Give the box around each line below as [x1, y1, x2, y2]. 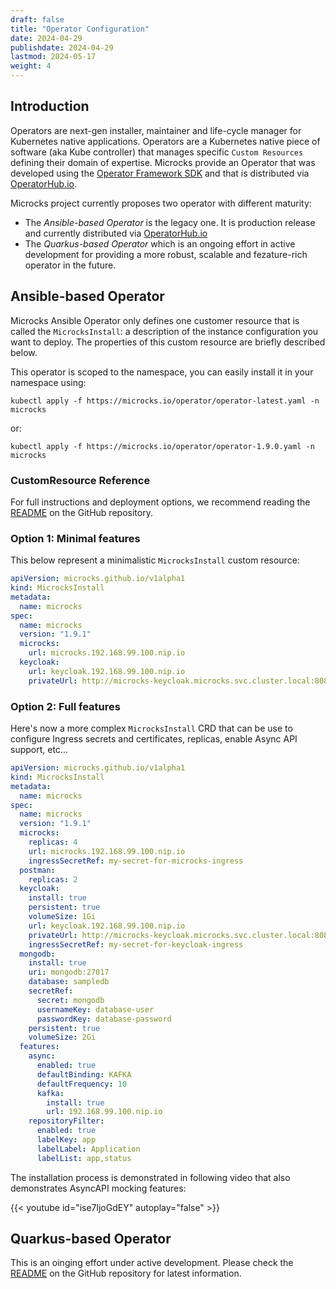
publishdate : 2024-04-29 [10, 42, 114, 53]
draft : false [10, 14, 65, 25]
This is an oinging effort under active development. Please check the [10, 1257, 294, 1269]
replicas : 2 [28, 874, 78, 885]
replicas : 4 [28, 837, 78, 848]
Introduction [10, 98, 90, 115]
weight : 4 [10, 61, 52, 71]
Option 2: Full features [10, 699, 121, 713]
